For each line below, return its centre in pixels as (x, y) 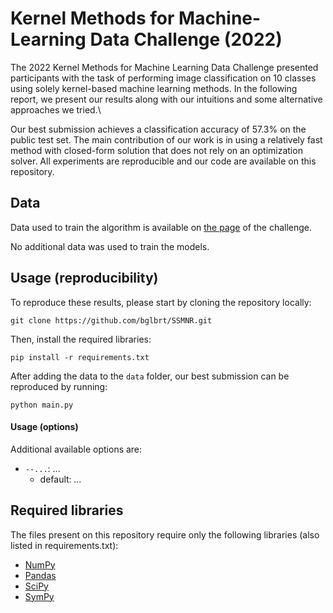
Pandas (40, 575)
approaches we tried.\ (56, 109)
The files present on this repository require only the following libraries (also (165, 534)
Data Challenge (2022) (186, 39)
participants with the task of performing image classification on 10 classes (163, 78)
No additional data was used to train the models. (110, 246)
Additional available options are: (76, 449)
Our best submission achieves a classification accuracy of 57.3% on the (158, 129)
